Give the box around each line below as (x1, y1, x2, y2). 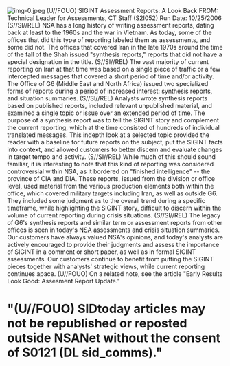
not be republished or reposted (7, 316, 187, 332)
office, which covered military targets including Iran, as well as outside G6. (7, 189, 218, 197)
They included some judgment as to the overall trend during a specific (7, 197, 206, 204)
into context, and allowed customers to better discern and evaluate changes (7, 145, 222, 153)
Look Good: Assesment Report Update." (7, 277, 120, 285)
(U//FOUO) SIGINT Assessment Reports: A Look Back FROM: (46, 7, 218, 14)
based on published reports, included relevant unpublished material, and (7, 102, 213, 109)
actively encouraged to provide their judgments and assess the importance (7, 241, 220, 248)
